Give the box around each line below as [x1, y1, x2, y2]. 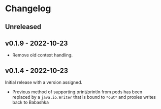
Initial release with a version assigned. [5, 80, 83, 85]
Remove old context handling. [12, 52, 73, 58]
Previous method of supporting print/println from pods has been [12, 89, 143, 95]
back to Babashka [12, 99, 49, 106]
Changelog [5, 3, 51, 14]
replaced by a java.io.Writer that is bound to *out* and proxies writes [12, 94, 156, 100]
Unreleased [5, 23, 42, 31]
